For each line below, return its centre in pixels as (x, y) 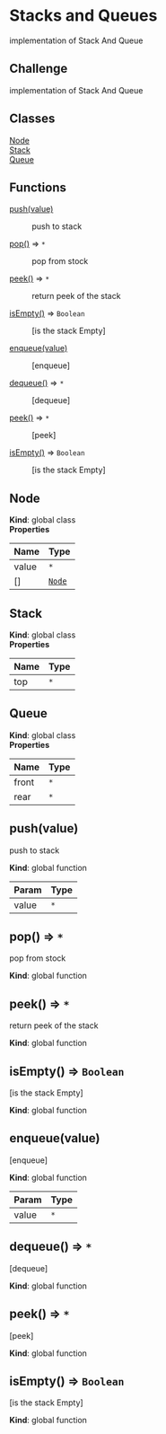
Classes (32, 119)
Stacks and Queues (83, 16)
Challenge (39, 69)
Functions (38, 187)
